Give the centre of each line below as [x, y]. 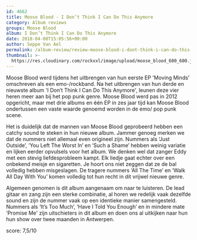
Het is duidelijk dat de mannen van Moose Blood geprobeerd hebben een [94, 126]
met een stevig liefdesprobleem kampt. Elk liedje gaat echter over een [90, 158]
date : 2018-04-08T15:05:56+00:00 [47, 39]
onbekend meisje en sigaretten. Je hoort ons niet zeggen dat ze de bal [91, 164]
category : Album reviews [36, 22]
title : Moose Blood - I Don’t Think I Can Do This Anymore [80, 17]
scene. [14, 115]
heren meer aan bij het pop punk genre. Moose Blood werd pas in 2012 [92, 96]
